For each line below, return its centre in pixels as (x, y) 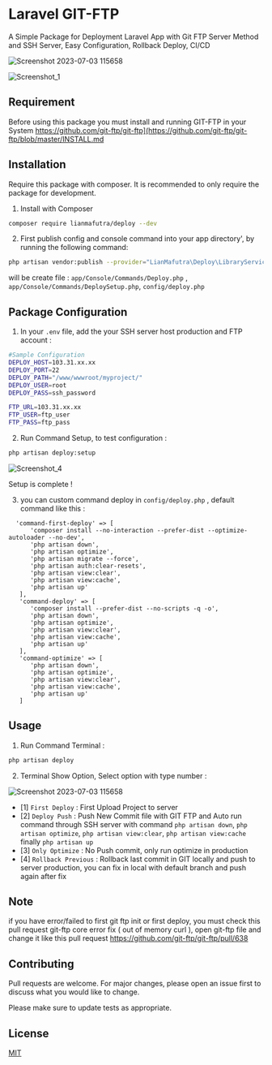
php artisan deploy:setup (52, 453)
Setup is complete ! (40, 484)
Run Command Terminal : (62, 745)
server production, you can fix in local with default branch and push (133, 867)
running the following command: (74, 248)
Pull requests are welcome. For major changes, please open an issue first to (135, 984)
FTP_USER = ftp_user (39, 415)
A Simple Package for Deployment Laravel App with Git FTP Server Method (134, 37)
